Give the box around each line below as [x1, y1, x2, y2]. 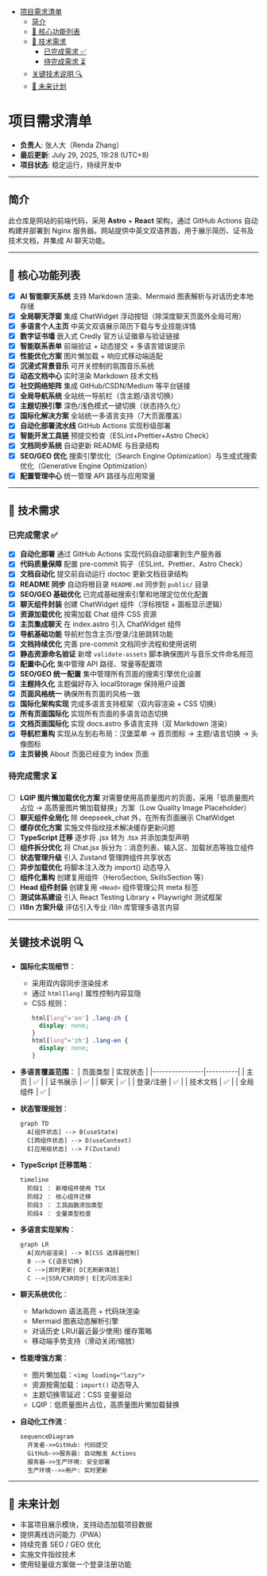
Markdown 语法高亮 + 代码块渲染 [31, 1306, 141, 1316]
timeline [19, 1176, 49, 1184]
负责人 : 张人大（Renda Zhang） [19, 140, 124, 150]
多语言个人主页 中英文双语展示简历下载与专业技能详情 [19, 321, 196, 330]
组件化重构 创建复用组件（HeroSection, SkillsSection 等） [19, 872, 208, 882]
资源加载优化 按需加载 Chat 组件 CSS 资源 [19, 609, 157, 618]
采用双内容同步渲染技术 [31, 978, 109, 989]
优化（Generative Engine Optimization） [19, 461, 152, 470]
